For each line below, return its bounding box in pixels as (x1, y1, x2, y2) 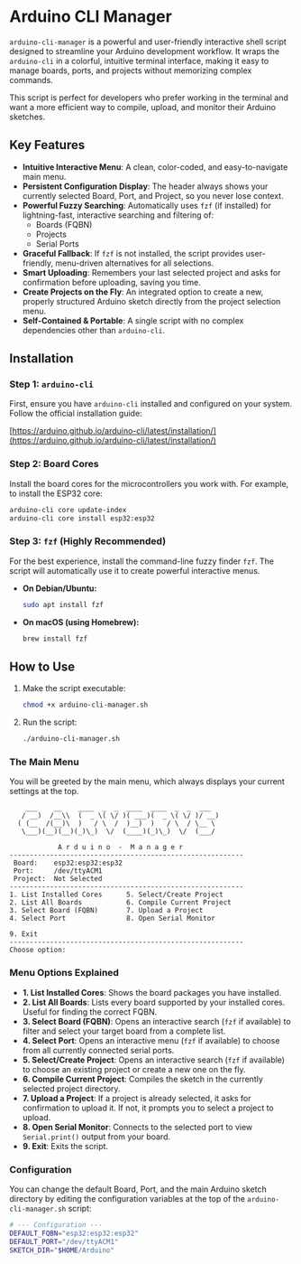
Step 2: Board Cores (9, 458, 99, 471)
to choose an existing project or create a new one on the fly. (22, 1063, 246, 1074)
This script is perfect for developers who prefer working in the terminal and (9, 92, 288, 103)
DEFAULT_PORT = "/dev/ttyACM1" (9, 1237, 119, 1246)
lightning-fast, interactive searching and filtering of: (22, 210, 214, 220)
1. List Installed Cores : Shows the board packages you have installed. (22, 987, 282, 997)
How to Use (9, 659, 76, 674)
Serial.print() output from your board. (22, 1131, 171, 1142)
